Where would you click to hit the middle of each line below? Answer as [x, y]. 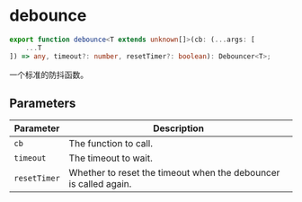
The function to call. [111, 144]
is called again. [100, 184]
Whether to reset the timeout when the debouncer [174, 173]
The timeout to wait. [111, 158]
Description [178, 128]
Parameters [43, 103]
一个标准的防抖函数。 [49, 75]
